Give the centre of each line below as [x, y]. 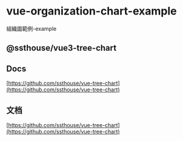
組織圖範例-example [32, 28]
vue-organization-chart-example [91, 11]
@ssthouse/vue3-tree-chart [62, 48]
